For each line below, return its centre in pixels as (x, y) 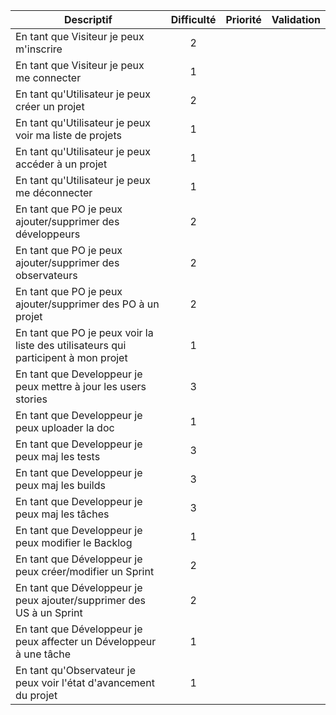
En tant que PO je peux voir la (84, 332)
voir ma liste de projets (68, 135)
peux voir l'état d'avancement (85, 682)
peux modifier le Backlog (74, 542)
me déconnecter (54, 192)
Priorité (243, 19)
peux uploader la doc (65, 427)
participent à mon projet (71, 357)
